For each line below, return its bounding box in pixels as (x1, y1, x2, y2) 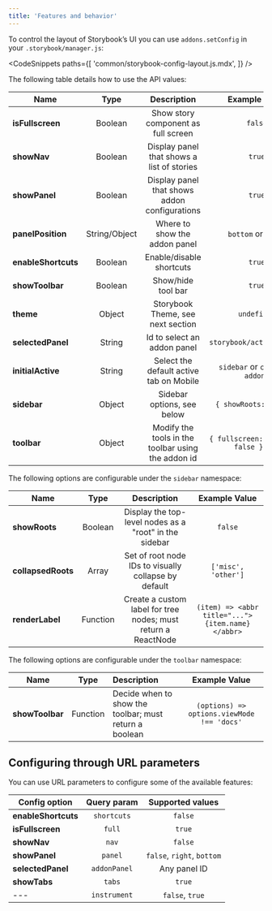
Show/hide (152, 274, 194, 286)
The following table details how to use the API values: (8, 74, 187, 84)
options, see (149, 399, 197, 410)
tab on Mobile (147, 375, 200, 386)
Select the (153, 355, 193, 366)
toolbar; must (112, 708, 164, 719)
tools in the (151, 432, 194, 443)
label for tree (130, 603, 180, 615)
